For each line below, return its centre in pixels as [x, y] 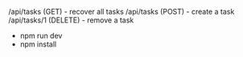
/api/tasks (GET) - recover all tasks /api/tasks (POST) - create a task [121, 12]
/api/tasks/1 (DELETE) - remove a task [71, 20]
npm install [38, 44]
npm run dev [41, 36]
